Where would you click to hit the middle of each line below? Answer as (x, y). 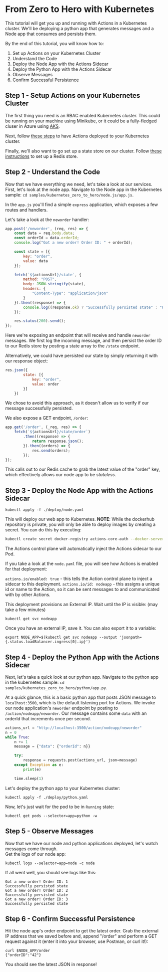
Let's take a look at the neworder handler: (47, 220)
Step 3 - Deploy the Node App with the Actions (79, 491)
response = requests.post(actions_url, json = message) (80, 760)
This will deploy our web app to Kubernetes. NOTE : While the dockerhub (80, 519)
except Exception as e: (39, 765)
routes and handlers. (26, 210)
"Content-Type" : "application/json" (70, 294)
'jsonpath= (130, 638)
